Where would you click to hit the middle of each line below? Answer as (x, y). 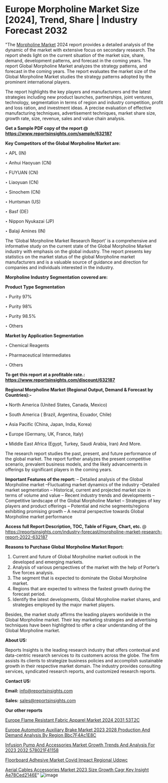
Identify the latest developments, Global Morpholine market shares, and (86, 599)
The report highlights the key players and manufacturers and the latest (78, 92)
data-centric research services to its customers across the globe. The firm (82, 655)
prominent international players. (38, 82)
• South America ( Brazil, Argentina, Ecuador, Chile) (58, 414)
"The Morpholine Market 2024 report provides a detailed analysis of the (79, 44)
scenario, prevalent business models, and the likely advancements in (76, 464)
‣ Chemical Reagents (27, 345)
